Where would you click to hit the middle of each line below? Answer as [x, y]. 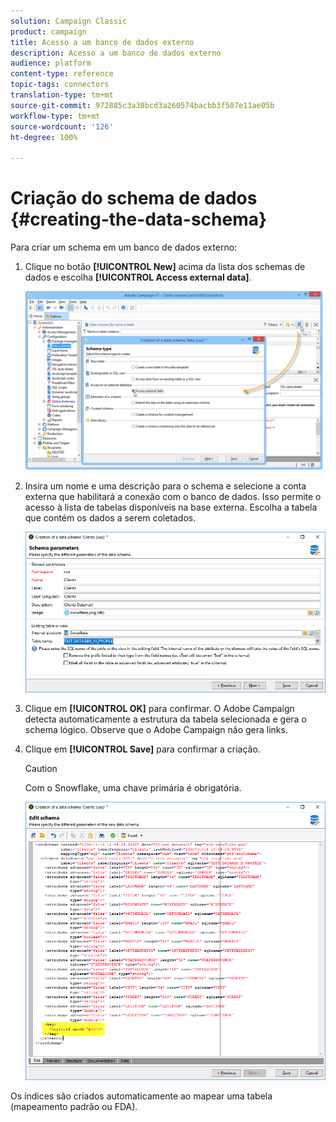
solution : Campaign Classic [69, 21]
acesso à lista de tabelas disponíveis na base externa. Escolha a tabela [171, 507]
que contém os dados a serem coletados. [110, 518]
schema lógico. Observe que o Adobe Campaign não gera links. [156, 730]
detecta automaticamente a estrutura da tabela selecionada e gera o [165, 719]
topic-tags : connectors [60, 85]
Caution [41, 769]
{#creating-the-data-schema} [139, 219]
